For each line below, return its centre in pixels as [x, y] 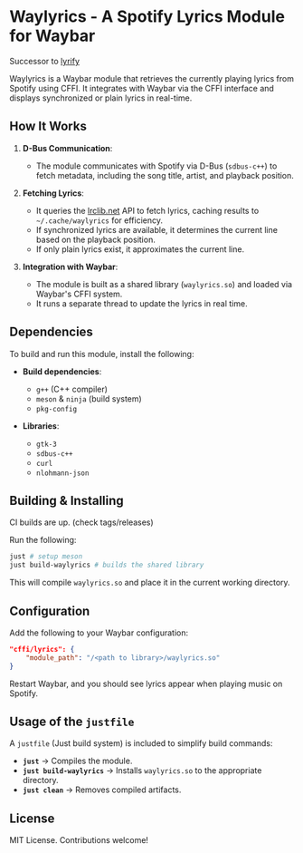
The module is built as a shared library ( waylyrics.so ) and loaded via [164, 284]
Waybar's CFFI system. [79, 294]
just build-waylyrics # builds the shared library [107, 565]
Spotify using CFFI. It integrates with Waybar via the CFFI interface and [142, 88]
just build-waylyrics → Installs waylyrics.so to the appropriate [142, 771]
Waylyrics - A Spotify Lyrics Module [147, 17]
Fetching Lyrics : [53, 193]
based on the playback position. [95, 239]
